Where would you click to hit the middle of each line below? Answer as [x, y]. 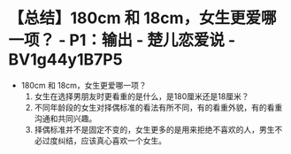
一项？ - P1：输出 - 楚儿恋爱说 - [122, 40]
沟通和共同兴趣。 [65, 118]
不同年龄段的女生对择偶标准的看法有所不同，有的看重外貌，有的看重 [158, 107]
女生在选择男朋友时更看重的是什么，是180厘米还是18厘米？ [142, 96]
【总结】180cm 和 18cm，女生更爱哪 [142, 18]
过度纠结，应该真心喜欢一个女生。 [104, 140]
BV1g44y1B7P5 [65, 60]
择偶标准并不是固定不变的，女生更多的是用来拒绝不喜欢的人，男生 [154, 129]
